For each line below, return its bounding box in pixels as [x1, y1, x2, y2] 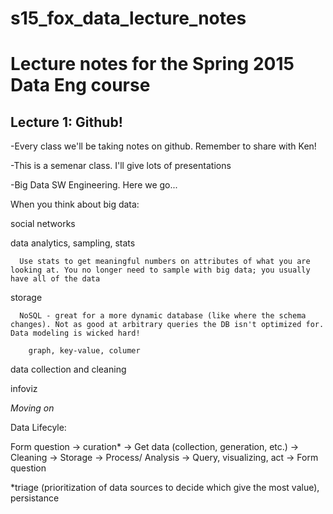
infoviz [10, 383, 38, 395]
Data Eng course [10, 74, 151, 97]
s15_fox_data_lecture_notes [10, 7, 247, 30]
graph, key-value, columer [28, 346, 141, 356]
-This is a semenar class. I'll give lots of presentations [10, 160, 232, 172]
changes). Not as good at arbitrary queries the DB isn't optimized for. [10, 320, 325, 330]
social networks [10, 218, 76, 230]
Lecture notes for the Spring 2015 [10, 53, 295, 76]
